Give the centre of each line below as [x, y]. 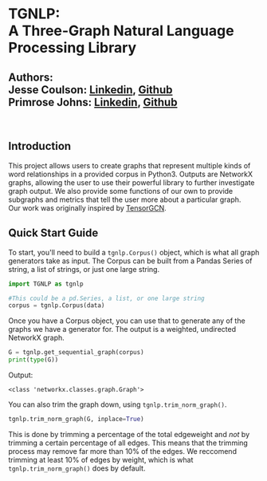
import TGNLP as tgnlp [46, 284]
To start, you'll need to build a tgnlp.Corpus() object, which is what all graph [134, 252]
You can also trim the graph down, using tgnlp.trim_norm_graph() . [118, 404]
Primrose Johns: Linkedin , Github [93, 102]
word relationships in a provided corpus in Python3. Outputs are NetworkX [131, 174]
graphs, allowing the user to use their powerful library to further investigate [132, 182]
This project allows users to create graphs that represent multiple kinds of [130, 165]
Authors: [31, 77]
